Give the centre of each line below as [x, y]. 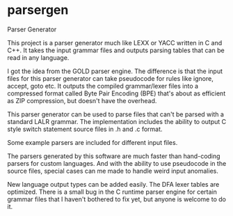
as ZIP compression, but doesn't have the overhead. [82, 100]
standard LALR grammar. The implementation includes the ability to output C [117, 121]
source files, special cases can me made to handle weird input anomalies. [113, 171]
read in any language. [38, 57]
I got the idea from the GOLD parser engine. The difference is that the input [115, 71]
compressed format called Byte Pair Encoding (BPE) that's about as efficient [116, 93]
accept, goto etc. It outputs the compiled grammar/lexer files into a [103, 86]
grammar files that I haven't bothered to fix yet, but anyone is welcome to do [116, 199]
